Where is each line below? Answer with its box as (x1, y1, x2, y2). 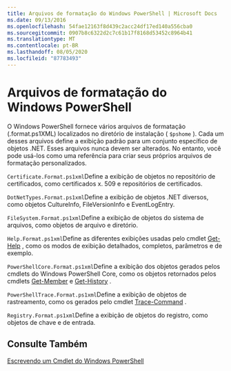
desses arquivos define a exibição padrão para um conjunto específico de (7, 137, 218, 145)
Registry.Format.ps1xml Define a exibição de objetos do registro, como (7, 311, 208, 319)
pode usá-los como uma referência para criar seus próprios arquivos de (7, 151, 212, 159)
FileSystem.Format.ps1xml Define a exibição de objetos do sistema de (7, 213, 204, 221)
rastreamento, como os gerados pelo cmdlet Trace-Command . (7, 297, 187, 305)
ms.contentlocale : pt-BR (7, 42, 79, 49)
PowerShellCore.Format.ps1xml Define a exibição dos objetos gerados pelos (7, 262, 221, 270)
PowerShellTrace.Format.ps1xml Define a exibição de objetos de (7, 290, 187, 299)
